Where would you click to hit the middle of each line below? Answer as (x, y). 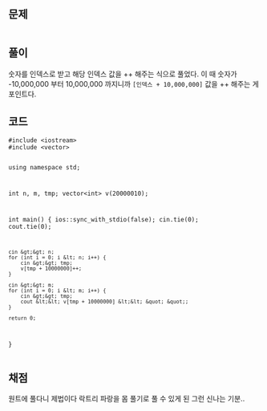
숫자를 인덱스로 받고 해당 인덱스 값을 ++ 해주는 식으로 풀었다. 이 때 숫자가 (123, 74)
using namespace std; (44, 168)
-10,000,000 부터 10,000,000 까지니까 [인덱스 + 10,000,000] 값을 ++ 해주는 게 (133, 83)
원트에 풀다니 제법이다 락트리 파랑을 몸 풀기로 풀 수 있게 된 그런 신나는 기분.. (127, 399)
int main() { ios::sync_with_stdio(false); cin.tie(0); (103, 219)
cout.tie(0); (30, 226)
